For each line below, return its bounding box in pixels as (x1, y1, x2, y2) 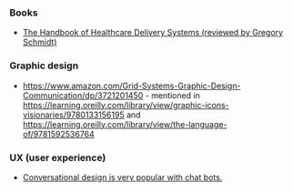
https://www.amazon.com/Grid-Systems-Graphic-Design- (22, 80, 241, 91)
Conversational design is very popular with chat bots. (22, 171, 223, 183)
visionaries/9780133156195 (22, 109, 125, 120)
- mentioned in (145, 89, 200, 101)
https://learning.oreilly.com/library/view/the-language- (22, 118, 227, 129)
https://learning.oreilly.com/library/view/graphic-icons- (22, 99, 229, 110)
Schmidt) (22, 36, 57, 47)
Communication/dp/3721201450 (22, 89, 144, 101)
